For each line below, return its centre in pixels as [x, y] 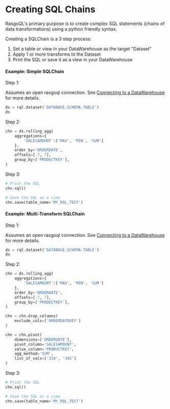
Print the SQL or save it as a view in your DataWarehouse [72, 59]
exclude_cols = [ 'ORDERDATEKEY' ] [48, 321]
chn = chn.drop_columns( [32, 316]
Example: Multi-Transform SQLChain [45, 213]
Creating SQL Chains [50, 9]
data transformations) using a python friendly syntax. [61, 29]
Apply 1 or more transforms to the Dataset [57, 54]
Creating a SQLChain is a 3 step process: [48, 39]
